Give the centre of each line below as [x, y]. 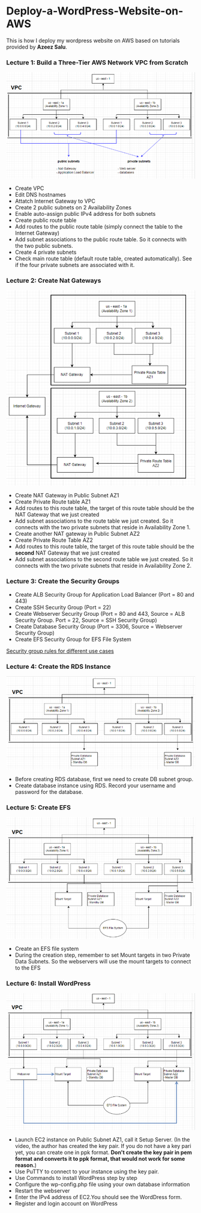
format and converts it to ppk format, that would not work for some [100, 1158]
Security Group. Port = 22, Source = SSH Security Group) [86, 620]
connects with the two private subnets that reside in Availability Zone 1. [103, 527]
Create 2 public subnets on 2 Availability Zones [73, 207]
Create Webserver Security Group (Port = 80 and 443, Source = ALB [100, 613]
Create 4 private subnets [46, 252]
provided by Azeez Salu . [37, 47]
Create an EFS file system [47, 949]
